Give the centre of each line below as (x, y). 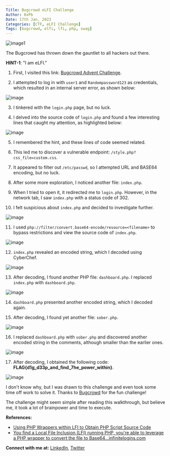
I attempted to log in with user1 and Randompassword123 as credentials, (86, 83)
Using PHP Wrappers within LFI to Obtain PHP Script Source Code (82, 427)
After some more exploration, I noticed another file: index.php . (78, 182)
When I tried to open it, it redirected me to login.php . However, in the (85, 193)
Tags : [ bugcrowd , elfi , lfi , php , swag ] (49, 29)
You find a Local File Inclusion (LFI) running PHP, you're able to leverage (88, 433)
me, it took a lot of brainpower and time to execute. (59, 408)
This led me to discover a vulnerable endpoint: (61, 152)
